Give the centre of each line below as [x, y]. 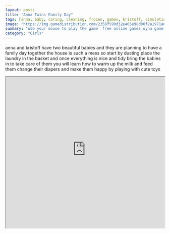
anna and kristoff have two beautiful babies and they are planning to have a [84, 48]
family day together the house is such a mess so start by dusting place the [83, 53]
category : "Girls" [24, 33]
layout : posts [20, 10]
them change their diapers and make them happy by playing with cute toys [83, 69]
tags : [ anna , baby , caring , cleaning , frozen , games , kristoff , [74, 19]
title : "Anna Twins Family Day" [39, 15]
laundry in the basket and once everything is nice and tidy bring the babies [83, 58]
